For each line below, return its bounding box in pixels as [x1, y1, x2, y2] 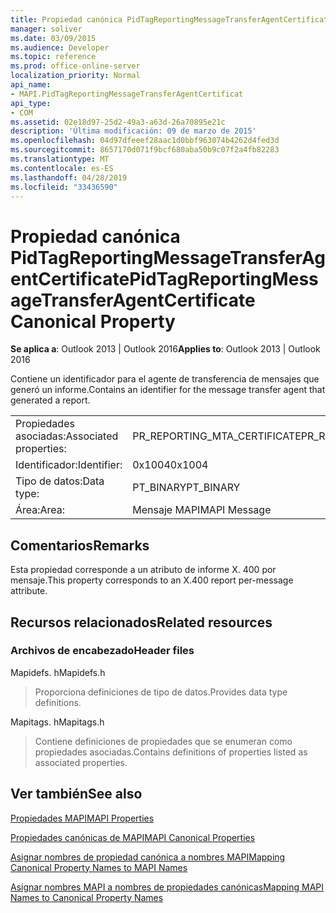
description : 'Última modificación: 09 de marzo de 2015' [10, 126, 257, 136]
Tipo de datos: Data [15, 474, 105, 488]
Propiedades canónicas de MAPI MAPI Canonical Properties [10, 831, 256, 843]
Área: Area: [15, 503, 66, 517]
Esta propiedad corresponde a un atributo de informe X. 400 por [10, 564, 277, 576]
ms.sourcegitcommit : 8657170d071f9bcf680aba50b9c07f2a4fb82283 [10, 145, 280, 155]
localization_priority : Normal [10, 71, 141, 81]
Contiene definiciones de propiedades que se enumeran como [34, 735, 293, 747]
